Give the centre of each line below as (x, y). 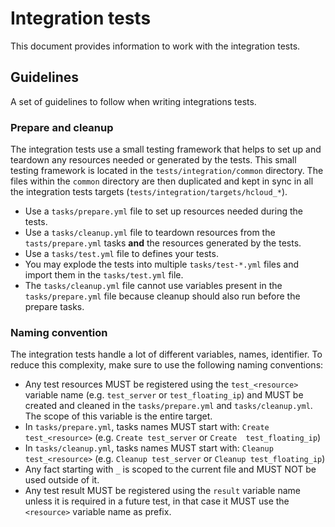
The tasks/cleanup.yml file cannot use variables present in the (153, 286)
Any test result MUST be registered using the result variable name (162, 491)
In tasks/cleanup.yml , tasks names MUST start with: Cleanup (149, 448)
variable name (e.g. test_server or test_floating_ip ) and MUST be (164, 395)
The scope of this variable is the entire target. (118, 416)
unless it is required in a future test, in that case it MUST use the (157, 501)
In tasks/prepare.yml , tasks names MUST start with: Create (147, 427)
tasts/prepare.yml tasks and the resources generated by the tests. (163, 243)
